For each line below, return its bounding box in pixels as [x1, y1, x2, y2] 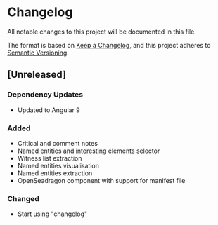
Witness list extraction [17, 154, 82, 162]
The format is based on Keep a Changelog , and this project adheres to [7, 41, 211, 49]
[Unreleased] [7, 69, 67, 81]
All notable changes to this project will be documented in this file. [7, 27, 197, 36]
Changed [7, 193, 40, 203]
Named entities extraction [17, 169, 93, 177]
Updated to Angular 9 [17, 106, 81, 114]
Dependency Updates [7, 90, 83, 100]
